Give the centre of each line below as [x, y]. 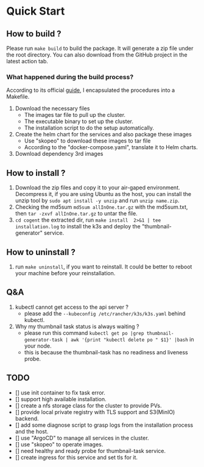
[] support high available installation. [61, 399]
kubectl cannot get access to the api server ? [72, 307]
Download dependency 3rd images [59, 154]
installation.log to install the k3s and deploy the [78, 226]
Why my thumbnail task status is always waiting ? [77, 326]
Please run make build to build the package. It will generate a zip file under [100, 48]
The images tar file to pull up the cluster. [75, 115]
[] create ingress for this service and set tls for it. [76, 457]
